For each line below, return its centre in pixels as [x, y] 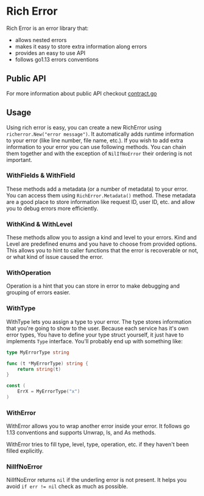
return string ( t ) [39, 369]
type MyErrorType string [38, 352]
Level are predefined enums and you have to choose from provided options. [102, 244]
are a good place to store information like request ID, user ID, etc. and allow [101, 202]
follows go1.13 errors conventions [57, 59]
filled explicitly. [25, 451]
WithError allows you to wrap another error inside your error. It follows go [98, 426]
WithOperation [29, 273]
